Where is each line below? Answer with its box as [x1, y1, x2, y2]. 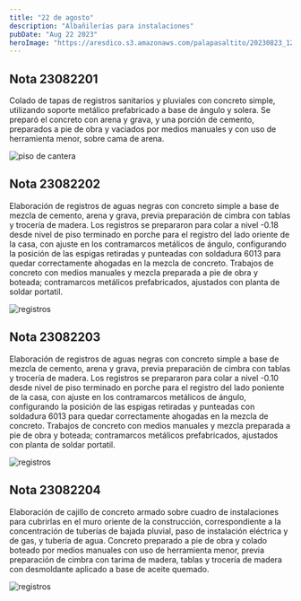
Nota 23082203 [9, 329, 101, 345]
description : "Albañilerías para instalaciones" [9, 22, 194, 30]
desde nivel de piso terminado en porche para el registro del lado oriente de [9, 229, 290, 240]
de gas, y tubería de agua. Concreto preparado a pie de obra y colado [9, 535, 267, 545]
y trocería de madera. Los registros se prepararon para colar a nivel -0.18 [9, 219, 279, 230]
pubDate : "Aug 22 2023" [9, 30, 99, 39]
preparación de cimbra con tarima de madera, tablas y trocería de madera [9, 553, 282, 565]
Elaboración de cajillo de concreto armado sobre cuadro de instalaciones [9, 506, 279, 517]
